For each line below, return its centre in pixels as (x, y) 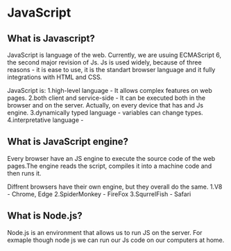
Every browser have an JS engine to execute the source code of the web (111, 158)
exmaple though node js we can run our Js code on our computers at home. (116, 240)
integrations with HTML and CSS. (55, 77)
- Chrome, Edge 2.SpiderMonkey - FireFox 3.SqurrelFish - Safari (99, 194)
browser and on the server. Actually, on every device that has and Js (105, 105)
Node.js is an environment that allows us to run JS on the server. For (105, 232)
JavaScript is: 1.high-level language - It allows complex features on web (110, 90)
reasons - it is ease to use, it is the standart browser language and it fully (111, 70)
